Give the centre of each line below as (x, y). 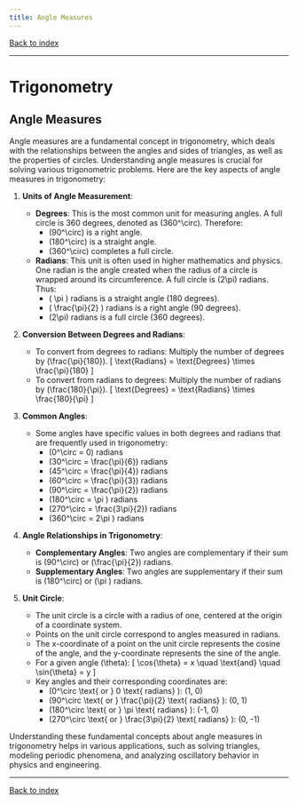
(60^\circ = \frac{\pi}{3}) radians (108, 480)
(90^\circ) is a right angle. (95, 232)
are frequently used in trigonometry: (102, 442)
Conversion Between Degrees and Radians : (104, 334)
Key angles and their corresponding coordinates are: (131, 681)
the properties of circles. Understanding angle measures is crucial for (136, 160)
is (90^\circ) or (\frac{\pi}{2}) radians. (104, 561)
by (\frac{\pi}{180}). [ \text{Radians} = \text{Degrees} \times (145, 361)
